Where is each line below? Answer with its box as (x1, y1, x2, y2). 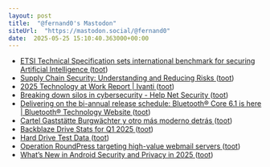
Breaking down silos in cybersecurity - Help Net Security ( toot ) (19, 90, 229, 100)
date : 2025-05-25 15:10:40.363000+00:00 (8, 34, 149, 43)
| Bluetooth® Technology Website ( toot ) (19, 108, 151, 117)
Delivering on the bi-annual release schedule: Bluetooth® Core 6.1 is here (19, 99, 262, 108)
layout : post (8, 11, 52, 20)
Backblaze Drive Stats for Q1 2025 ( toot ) (19, 124, 154, 134)
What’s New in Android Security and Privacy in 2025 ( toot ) (19, 150, 214, 160)
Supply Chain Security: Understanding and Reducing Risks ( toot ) (19, 73, 235, 83)
